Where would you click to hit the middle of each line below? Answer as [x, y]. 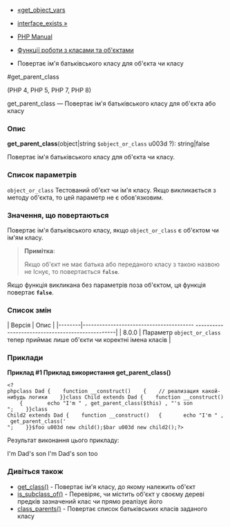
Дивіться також [35, 472]
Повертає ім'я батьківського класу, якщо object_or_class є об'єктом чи [113, 230]
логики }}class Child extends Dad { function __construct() [126, 397]
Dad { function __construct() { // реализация [117, 391]
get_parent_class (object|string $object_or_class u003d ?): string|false [108, 143]
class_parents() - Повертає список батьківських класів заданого [112, 508]
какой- [211, 391]
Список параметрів [42, 175]
